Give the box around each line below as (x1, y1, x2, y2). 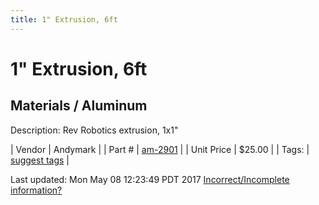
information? (10, 184, 63, 196)
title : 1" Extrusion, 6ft (10, 14, 118, 25)
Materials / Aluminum (10, 97, 148, 115)
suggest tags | (10, 154, 70, 166)
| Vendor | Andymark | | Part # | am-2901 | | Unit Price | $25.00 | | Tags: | (10, 143, 310, 155)
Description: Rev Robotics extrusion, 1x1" (10, 124, 179, 136)
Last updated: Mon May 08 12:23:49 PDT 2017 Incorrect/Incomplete (10, 173, 290, 185)
